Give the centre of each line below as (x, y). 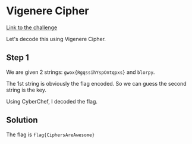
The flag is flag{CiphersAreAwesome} (51, 134)
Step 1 (18, 58)
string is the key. (26, 90)
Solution (22, 120)
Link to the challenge (32, 27)
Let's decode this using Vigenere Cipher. (56, 39)
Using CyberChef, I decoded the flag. (52, 101)
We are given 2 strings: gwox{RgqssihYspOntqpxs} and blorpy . (81, 72)
